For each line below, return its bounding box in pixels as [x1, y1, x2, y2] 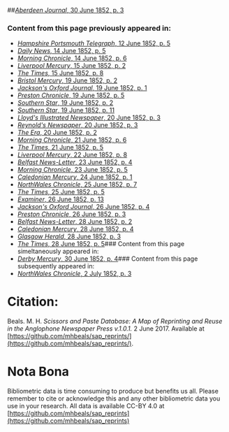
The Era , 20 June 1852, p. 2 [17, 129, 98, 137]
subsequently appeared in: [17, 262, 95, 271]
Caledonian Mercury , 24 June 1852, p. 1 [17, 173, 133, 181]
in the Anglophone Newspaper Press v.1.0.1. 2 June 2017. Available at [7, 324, 205, 333]
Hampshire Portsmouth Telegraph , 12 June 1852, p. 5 [17, 39, 171, 48]
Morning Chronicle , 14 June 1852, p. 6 [17, 54, 127, 62]
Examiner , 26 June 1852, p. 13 [17, 195, 105, 203]
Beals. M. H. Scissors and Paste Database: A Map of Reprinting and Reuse [7, 317, 223, 326]
